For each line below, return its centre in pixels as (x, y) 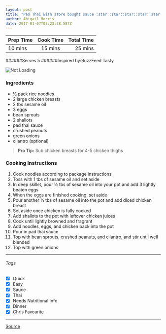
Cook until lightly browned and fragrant (52, 221)
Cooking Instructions (31, 163)
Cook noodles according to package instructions (62, 174)
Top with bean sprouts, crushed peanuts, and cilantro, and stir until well (85, 237)
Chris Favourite (28, 312)
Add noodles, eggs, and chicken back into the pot (63, 226)
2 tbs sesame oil (29, 104)
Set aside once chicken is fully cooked (52, 211)
